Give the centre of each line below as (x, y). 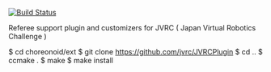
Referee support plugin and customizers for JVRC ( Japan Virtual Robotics (132, 28)
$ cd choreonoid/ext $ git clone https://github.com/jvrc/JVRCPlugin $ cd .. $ (135, 52)
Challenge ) (28, 36)
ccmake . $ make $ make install (61, 60)
